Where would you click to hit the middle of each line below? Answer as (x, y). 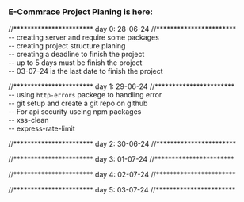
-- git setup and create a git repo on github (78, 103)
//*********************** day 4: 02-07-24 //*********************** (122, 175)
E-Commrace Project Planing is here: (80, 12)
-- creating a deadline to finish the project (76, 55)
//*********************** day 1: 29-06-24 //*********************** (122, 86)
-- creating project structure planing (67, 46)
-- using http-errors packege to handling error (85, 95)
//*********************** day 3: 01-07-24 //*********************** (122, 159)
